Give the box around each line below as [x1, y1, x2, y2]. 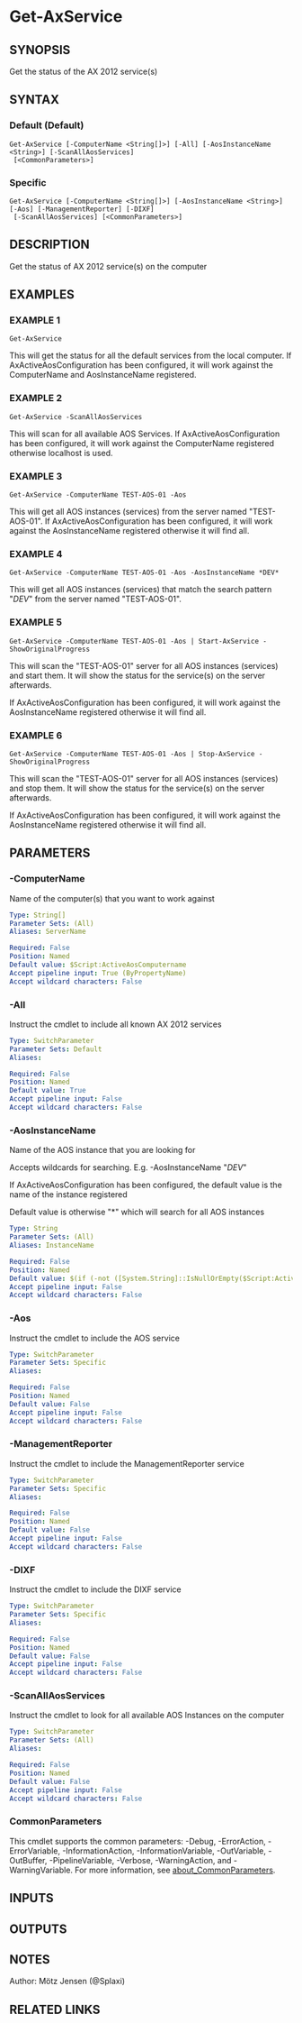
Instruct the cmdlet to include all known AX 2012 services [9, 1019, 222, 1030]
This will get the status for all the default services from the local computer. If [9, 350, 292, 362]
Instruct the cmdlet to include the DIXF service [9, 1584, 182, 1595]
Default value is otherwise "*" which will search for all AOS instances [9, 1206, 265, 1218]
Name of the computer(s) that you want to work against [9, 892, 216, 903]
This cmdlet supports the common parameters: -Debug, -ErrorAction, [9, 1835, 267, 1846]
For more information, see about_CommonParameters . [75, 1864, 276, 1875]
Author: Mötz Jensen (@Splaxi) [9, 1976, 126, 1987]
